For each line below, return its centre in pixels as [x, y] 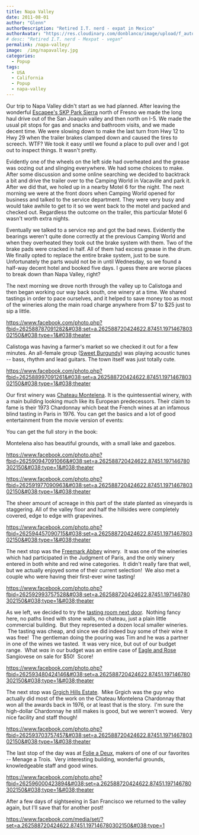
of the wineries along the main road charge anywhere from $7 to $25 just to [99, 304]
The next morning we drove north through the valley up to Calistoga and [94, 285]
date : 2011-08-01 [28, 17]
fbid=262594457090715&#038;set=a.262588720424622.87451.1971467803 [99, 533]
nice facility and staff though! [42, 717]
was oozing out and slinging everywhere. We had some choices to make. [95, 168]
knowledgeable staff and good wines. [52, 765]
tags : [13, 67]
